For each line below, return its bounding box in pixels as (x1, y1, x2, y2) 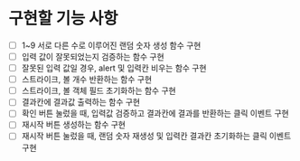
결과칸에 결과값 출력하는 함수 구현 (21, 97, 141, 108)
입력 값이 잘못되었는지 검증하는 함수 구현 (21, 52, 164, 62)
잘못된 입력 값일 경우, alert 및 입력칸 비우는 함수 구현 (21, 62, 207, 73)
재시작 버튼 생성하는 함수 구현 (21, 119, 126, 130)
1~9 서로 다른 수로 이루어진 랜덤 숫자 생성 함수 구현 (21, 40, 202, 51)
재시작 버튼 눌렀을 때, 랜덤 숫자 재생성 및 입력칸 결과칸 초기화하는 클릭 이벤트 (21, 130, 292, 141)
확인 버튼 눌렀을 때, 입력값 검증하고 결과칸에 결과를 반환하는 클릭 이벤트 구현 (21, 108, 290, 118)
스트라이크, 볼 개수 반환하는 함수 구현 (21, 74, 153, 85)
